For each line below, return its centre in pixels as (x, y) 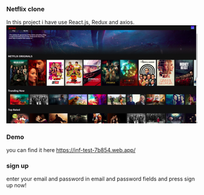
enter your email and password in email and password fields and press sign (101, 179)
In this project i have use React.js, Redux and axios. (70, 22)
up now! (16, 185)
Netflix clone (25, 9)
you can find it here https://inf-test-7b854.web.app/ (71, 150)
